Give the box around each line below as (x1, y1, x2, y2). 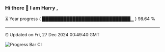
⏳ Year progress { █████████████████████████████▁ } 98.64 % (5, 16, 156, 22)
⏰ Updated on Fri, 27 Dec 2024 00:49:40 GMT (5, 32, 100, 38)
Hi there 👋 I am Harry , (5, 4, 58, 11)
